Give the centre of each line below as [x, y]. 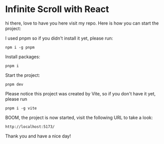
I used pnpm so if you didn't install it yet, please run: [59, 38]
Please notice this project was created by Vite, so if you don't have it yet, [80, 93]
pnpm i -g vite [21, 108]
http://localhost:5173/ [30, 126]
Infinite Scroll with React [57, 9]
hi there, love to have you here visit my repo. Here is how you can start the [82, 23]
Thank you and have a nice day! [38, 136]
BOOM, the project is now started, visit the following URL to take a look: [79, 117]
